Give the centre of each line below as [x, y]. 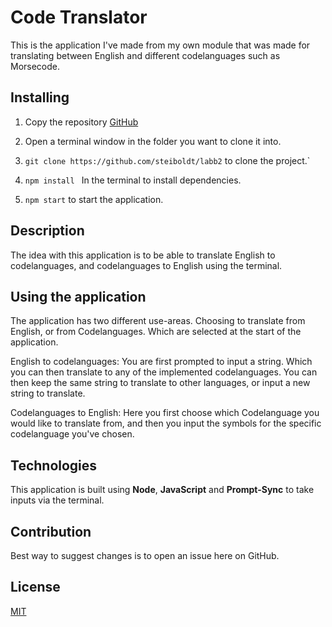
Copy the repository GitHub [81, 122]
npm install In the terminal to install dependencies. [133, 180]
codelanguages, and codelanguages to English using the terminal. [146, 265]
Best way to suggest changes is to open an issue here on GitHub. [145, 555]
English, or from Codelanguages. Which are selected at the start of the [156, 332]
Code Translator [79, 17]
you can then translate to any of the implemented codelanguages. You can [164, 372]
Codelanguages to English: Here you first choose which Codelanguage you [165, 413]
